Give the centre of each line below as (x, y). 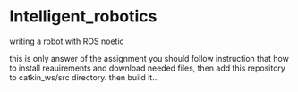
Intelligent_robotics (83, 17)
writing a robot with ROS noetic (67, 41)
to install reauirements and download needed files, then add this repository (148, 68)
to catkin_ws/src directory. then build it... (84, 77)
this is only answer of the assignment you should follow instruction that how (149, 58)
